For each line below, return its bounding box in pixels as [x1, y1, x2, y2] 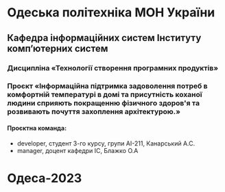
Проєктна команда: [7, 124, 67, 133]
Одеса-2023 [7, 170, 82, 186]
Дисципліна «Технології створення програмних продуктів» [7, 63, 218, 72]
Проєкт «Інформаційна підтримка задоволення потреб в [7, 81, 208, 91]
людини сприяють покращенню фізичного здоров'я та [7, 98, 200, 108]
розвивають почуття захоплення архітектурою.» [7, 107, 180, 117]
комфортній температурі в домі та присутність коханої [7, 90, 202, 100]
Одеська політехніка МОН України [7, 5, 215, 20]
